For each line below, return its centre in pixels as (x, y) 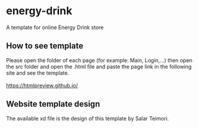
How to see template (45, 46)
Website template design (53, 104)
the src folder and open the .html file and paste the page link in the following (99, 66)
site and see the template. (38, 73)
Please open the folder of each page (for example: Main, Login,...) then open (99, 60)
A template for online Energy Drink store (55, 27)
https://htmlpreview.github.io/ (42, 85)
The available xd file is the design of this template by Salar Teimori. (88, 118)
